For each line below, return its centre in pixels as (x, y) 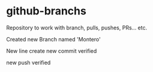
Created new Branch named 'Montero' (53, 39)
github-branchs (46, 11)
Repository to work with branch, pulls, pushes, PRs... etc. (77, 28)
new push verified (28, 62)
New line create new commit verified (52, 51)
